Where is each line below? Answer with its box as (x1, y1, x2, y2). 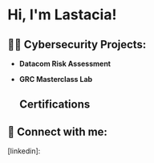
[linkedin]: (7, 146, 41, 156)
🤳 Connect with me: (7, 124, 107, 138)
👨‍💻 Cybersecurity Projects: (7, 38, 147, 51)
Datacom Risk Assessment (18, 59, 111, 68)
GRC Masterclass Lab (18, 75, 93, 84)
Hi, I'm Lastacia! (7, 6, 117, 24)
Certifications (18, 98, 91, 112)
